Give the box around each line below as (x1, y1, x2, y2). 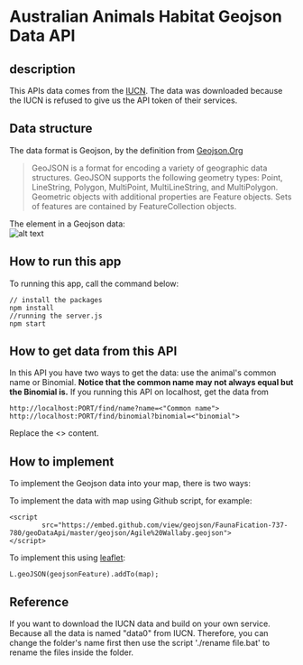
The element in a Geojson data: (9, 218, 126, 229)
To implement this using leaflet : (9, 552, 126, 563)
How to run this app (9, 254, 122, 270)
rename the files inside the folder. (9, 647, 133, 658)
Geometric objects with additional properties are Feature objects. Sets (31, 191, 292, 202)
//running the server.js (9, 311, 103, 320)
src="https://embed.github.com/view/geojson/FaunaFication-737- (41, 521, 289, 530)
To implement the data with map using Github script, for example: (9, 495, 252, 506)
